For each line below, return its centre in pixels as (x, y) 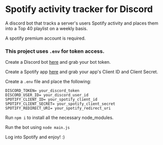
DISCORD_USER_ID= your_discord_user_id (47, 95)
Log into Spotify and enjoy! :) (35, 137)
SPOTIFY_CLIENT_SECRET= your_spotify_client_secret (60, 104)
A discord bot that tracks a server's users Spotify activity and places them (82, 23)
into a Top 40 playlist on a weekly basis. (46, 28)
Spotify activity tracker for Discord (79, 9)
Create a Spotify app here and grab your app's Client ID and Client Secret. (82, 72)
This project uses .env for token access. (55, 51)
